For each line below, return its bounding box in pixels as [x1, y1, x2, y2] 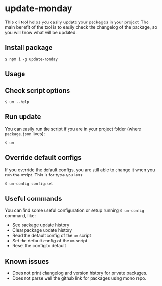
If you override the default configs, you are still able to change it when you [5, 167, 155, 173]
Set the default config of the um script [12, 238, 88, 243]
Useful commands [5, 194, 62, 203]
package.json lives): [5, 131, 45, 137]
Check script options [5, 87, 70, 95]
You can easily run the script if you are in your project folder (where [5, 126, 142, 132]
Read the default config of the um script [12, 233, 92, 239]
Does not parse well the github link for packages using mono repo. [12, 275, 147, 281]
